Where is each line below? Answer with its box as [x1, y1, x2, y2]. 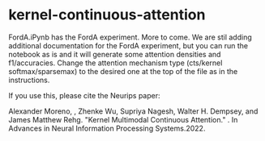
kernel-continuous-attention [8, 6, 206, 24]
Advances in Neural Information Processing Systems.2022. [8, 123, 206, 133]
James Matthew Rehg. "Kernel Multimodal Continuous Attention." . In [8, 114, 238, 124]
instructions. [8, 75, 50, 85]
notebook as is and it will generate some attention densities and [8, 49, 221, 59]
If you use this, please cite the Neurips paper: [8, 90, 160, 100]
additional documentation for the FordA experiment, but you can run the [8, 40, 249, 50]
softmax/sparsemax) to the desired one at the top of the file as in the [8, 66, 238, 76]
